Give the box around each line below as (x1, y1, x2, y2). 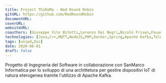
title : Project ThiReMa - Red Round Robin (5, 7, 94, 12)
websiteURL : (5, 26, 30, 30)
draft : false (5, 48, 32, 53)
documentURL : (5, 16, 32, 21)
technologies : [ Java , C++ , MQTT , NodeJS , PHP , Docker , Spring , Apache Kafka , (5, 35, 154, 40)
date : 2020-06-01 (5, 44, 41, 49)
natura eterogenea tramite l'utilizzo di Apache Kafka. (5, 72, 113, 78)
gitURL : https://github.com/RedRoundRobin (5, 12, 94, 17)
